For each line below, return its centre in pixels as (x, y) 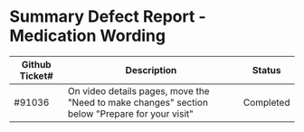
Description (151, 70)
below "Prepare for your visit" (131, 113)
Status (266, 70)
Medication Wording (87, 36)
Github (36, 64)
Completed (266, 102)
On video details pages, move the (138, 90)
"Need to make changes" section (138, 102)
